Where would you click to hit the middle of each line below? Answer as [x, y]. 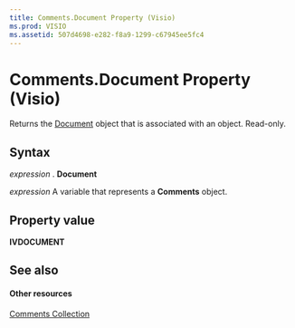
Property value [52, 220]
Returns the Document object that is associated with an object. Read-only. [148, 124]
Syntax [30, 152]
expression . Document [53, 174]
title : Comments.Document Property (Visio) [93, 18]
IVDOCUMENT [37, 242]
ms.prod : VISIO [38, 26]
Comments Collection [50, 314]
